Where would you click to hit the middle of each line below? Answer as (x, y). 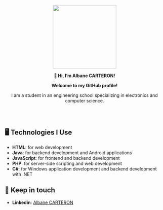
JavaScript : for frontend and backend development (66, 158)
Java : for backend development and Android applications (72, 153)
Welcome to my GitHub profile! (85, 85)
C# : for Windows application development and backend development (85, 169)
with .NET (22, 174)
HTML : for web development (42, 147)
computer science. (85, 101)
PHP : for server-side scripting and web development (67, 163)
